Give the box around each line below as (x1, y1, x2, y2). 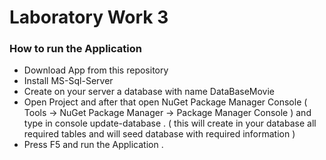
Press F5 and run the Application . (23, 139, 164, 151)
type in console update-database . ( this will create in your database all (23, 117, 317, 130)
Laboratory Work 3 (9, 6, 169, 29)
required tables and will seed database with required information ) (23, 128, 296, 140)
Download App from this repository (23, 64, 169, 76)
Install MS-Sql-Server (23, 75, 114, 87)
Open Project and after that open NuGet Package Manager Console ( (23, 96, 308, 108)
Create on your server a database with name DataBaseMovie (23, 86, 276, 98)
